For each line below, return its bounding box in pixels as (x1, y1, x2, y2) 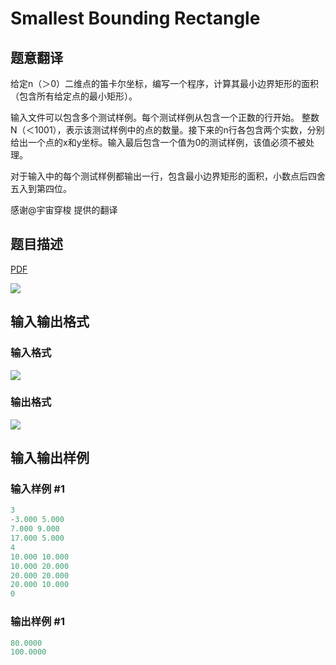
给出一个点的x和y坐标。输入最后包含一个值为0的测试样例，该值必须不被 (10, 137, 307, 148)
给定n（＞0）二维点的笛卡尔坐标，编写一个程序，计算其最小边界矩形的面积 (10, 78, 320, 89)
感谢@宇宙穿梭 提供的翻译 (10, 204, 118, 216)
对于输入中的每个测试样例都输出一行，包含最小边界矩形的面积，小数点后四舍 (10, 170, 326, 182)
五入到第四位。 (10, 183, 72, 194)
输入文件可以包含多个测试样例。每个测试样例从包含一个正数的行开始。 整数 (10, 112, 320, 123)
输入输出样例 (10, 450, 90, 467)
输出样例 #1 (10, 615, 65, 629)
